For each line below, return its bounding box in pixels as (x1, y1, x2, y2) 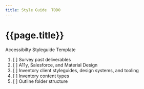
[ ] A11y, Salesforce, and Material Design (12, 62, 98, 68)
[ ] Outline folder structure (12, 78, 68, 84)
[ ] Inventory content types (12, 73, 69, 79)
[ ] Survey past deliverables (12, 56, 71, 62)
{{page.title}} (5, 29, 64, 41)
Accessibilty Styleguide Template (5, 47, 76, 53)
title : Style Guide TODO (5, 7, 60, 13)
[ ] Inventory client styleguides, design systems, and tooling (12, 67, 139, 73)
